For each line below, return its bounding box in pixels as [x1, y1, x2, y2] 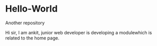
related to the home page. [5, 35, 59, 41]
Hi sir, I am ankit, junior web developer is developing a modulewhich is [5, 29, 152, 35]
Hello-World [5, 3, 58, 15]
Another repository [5, 20, 45, 26]
